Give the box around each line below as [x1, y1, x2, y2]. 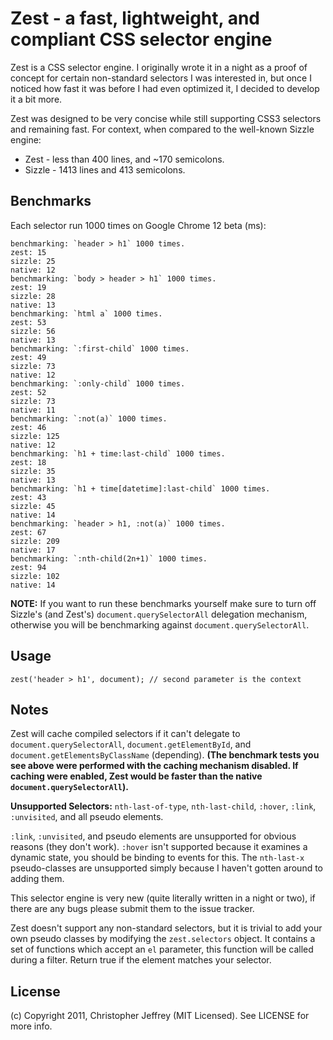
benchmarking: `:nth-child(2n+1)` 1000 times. [10, 553, 208, 564]
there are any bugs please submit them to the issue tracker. [10, 903, 255, 915]
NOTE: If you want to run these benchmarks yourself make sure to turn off [10, 597, 317, 609]
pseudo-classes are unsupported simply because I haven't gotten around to [10, 862, 324, 874]
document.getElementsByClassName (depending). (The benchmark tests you [10, 749, 320, 761]
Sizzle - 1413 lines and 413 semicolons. [24, 163, 186, 176]
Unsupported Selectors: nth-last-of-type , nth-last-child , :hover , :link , [10, 800, 317, 812]
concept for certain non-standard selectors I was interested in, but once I [10, 72, 312, 84]
